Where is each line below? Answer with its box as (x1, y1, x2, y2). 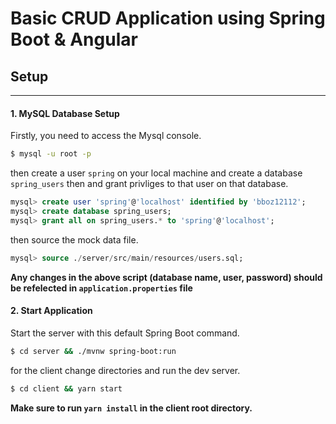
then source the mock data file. (10, 233, 139, 246)
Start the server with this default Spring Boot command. (10, 327, 240, 339)
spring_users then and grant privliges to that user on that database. (10, 178, 289, 190)
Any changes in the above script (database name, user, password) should (10, 271, 323, 283)
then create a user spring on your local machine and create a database (10, 167, 303, 179)
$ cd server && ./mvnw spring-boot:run (10, 346, 177, 356)
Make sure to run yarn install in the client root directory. (10, 402, 253, 414)
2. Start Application (10, 305, 93, 317)
